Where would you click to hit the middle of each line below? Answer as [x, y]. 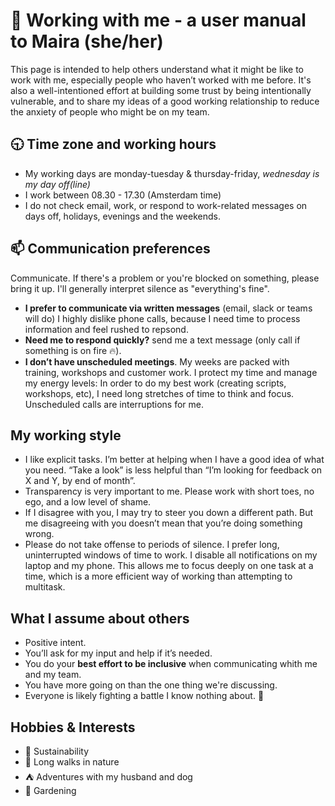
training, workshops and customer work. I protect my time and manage [171, 372]
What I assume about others [100, 618]
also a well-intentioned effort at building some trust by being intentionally [161, 90]
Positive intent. [55, 643]
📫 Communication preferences [110, 249]
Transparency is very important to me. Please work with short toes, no [169, 491]
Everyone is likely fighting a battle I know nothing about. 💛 [144, 696]
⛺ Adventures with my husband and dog [108, 777]
